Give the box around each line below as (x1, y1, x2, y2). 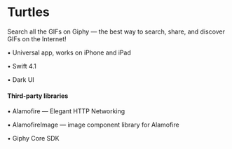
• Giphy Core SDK (7, 134, 60, 143)
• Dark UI (7, 75, 35, 84)
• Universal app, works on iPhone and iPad (7, 48, 131, 57)
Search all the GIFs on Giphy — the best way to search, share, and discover (7, 27, 226, 36)
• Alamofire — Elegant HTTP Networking (7, 107, 125, 115)
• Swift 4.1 (7, 62, 36, 70)
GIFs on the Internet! (7, 34, 67, 43)
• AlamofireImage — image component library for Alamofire (7, 120, 180, 129)
